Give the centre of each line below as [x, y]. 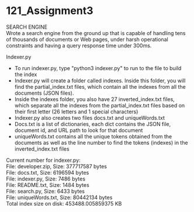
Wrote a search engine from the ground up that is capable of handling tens [96, 33]
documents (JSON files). [44, 93]
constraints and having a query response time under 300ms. [79, 46]
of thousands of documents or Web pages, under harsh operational [87, 39]
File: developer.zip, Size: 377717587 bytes [56, 166]
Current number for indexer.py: [43, 160]
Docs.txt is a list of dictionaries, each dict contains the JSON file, [93, 124]
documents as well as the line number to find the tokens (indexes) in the [101, 143]
